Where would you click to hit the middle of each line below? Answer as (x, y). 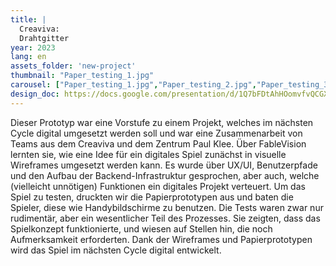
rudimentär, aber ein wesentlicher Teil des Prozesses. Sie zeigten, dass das (165, 218)
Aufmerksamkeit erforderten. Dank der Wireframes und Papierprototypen (161, 239)
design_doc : (35, 94)
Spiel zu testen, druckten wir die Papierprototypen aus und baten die (152, 197)
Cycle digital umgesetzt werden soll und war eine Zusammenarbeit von (156, 133)
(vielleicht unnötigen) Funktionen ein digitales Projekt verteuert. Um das (158, 186)
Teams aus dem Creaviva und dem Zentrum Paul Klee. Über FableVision (158, 143)
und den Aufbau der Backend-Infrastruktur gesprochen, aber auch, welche (165, 175)
